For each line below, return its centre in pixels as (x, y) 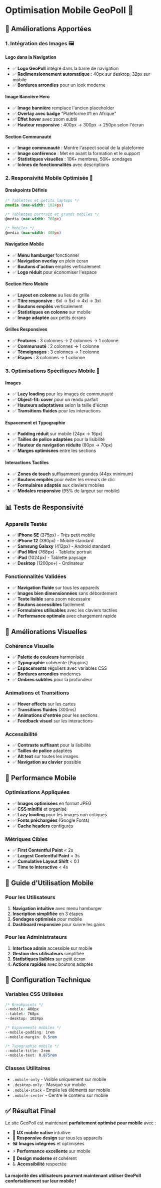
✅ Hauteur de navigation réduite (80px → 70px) (62, 445)
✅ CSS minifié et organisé (39, 809)
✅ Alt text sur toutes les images (45, 756)
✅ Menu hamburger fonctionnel (45, 255)
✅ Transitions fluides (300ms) (44, 709)
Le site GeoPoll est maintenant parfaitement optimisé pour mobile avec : (81, 1123)
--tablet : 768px (22, 1014)
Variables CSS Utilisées (34, 994)
